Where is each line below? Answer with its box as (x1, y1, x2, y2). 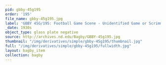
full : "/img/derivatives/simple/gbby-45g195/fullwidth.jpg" (5, 43, 132, 48)
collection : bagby (5, 52, 43, 58)
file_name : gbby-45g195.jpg (5, 16, 63, 21)
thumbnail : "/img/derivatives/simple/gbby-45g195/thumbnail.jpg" (5, 39, 142, 44)
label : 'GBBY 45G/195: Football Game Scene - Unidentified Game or (5, 21, 147, 26)
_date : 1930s (5, 25, 32, 30)
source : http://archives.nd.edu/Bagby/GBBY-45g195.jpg (5, 35, 121, 40)
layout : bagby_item (5, 48, 45, 53)
